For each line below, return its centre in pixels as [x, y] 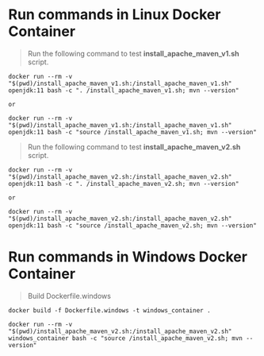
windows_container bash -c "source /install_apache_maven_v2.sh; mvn [126, 338]
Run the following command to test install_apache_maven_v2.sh [134, 147]
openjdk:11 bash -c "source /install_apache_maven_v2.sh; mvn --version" [133, 225]
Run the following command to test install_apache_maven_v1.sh [133, 53]
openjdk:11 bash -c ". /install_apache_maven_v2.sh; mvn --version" [124, 184]
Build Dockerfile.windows [69, 296]
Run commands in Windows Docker [128, 257]
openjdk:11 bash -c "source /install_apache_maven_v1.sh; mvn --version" [133, 132]
